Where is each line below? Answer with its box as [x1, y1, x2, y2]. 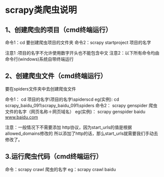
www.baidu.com [5, 114, 38, 120]
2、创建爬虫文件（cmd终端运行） [5, 72, 107, 80]
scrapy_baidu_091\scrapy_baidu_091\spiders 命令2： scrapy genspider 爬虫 [5, 102, 158, 108]
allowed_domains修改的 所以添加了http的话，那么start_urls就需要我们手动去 [5, 130, 159, 136]
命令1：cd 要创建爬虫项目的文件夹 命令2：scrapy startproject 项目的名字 [5, 40, 151, 45]
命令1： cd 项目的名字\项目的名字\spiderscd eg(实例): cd [5, 96, 119, 102]
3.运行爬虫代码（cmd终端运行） [5, 152, 103, 161]
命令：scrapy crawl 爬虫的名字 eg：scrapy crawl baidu [5, 166, 116, 172]
